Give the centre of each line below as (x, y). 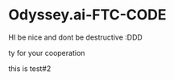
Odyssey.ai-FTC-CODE (87, 15)
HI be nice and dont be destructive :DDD (75, 37)
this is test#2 (30, 68)
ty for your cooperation (47, 53)
